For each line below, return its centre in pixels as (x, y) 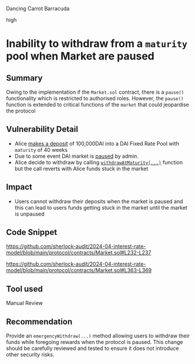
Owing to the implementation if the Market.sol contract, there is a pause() (95, 92)
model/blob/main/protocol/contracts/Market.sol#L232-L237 (79, 253)
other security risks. (30, 355)
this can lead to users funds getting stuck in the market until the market (101, 207)
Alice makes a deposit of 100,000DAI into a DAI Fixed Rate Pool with (97, 143)
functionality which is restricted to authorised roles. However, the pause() (95, 98)
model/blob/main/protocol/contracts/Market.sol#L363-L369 (79, 270)
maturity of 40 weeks (41, 150)
